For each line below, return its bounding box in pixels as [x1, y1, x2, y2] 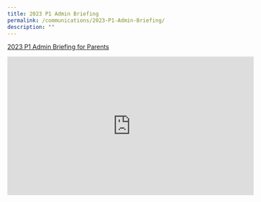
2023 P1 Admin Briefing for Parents [7, 43, 110, 51]
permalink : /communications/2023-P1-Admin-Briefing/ [7, 17, 165, 24]
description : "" [7, 23, 55, 30]
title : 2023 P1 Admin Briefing [7, 10, 99, 18]
